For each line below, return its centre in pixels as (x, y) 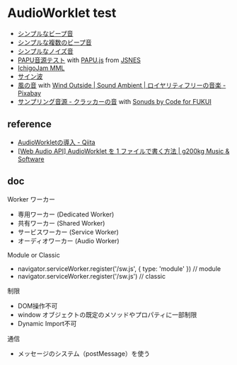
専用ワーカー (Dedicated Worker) (66, 214)
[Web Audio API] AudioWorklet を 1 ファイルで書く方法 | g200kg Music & (123, 151)
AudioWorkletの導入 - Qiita (56, 142)
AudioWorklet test (62, 13)
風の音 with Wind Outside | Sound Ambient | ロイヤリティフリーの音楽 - (122, 85)
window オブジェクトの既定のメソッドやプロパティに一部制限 (107, 314)
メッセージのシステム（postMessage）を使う (84, 353)
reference (29, 124)
